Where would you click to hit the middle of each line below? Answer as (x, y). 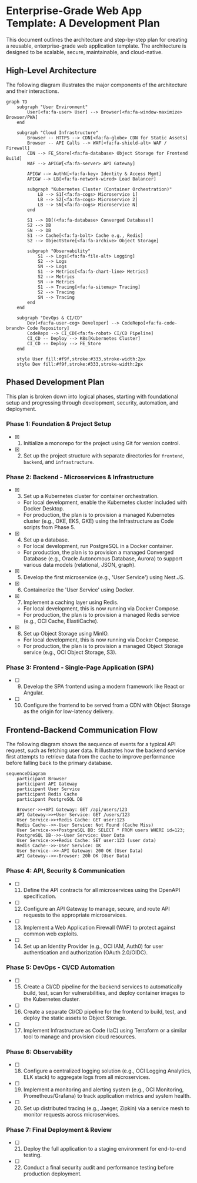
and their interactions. (33, 91)
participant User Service (49, 789)
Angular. (34, 693)
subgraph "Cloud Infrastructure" (58, 133)
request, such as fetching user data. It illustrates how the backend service (96, 750)
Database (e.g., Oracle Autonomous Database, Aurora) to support (103, 559)
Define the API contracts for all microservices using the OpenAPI (102, 890)
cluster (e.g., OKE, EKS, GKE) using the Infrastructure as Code (98, 521)
